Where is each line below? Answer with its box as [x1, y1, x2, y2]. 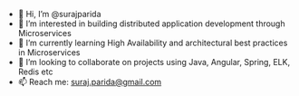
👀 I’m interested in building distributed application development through [17, 18, 285, 29]
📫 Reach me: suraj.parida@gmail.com [17, 77, 162, 87]
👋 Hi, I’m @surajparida [17, 9, 101, 19]
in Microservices [17, 47, 81, 58]
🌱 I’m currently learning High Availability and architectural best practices [17, 37, 288, 48]
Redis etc [17, 66, 53, 77]
